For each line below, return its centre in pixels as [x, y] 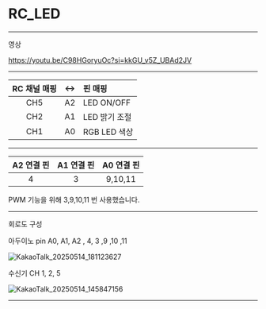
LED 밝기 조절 [107, 117]
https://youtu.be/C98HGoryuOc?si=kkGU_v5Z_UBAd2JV [100, 60]
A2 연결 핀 [31, 165]
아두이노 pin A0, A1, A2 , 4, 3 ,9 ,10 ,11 [68, 241]
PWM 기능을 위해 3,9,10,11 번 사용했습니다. [74, 199]
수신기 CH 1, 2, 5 [34, 273]
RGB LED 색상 [108, 132]
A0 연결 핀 [121, 165]
